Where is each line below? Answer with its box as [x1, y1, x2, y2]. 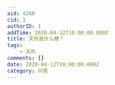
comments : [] [7, 55, 44, 62]
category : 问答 [7, 67, 49, 74]
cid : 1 [7, 16, 26, 23]
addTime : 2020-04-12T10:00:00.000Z [7, 29, 109, 36]
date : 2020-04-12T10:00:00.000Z [7, 61, 99, 68]
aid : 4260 [7, 10, 36, 17]
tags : [7, 42, 23, 49]
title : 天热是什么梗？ [7, 36, 65, 42]
